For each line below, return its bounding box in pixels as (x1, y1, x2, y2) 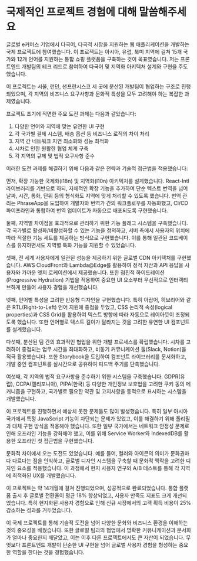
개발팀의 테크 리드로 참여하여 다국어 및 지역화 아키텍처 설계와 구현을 (21, 63, 178, 70)
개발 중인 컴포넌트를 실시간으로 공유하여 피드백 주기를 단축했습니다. (6, 360, 160, 367)
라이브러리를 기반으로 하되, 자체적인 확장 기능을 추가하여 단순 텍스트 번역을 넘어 (6, 184, 188, 192)
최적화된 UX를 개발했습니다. (12, 472, 76, 479)
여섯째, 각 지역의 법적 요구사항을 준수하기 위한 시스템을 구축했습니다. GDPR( (6, 373, 181, 380)
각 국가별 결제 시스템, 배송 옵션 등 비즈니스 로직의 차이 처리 (14, 130, 150, 137)
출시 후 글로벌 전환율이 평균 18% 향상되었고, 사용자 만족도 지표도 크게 (12, 491, 172, 499)
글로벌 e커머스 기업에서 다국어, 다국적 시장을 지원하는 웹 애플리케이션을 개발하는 (6, 41, 190, 48)
